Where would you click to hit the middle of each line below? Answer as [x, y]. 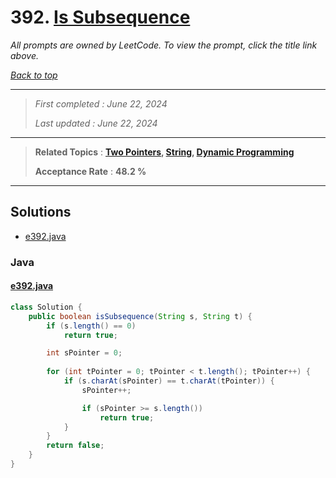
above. [24, 55]
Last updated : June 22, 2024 [96, 123]
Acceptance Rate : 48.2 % [90, 171]
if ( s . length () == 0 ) [91, 326]
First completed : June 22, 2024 [101, 103]
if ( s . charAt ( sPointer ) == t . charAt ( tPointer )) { [169, 381]
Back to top [34, 75]
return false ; [75, 446]
